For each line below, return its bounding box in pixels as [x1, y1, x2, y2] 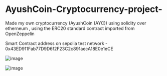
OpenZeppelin [5, 30, 35, 36]
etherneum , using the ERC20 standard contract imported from [5, 25, 135, 31]
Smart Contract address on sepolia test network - [5, 40, 108, 46]
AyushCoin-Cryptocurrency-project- [5, 3, 162, 15]
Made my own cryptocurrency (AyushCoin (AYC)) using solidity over [5, 20, 146, 26]
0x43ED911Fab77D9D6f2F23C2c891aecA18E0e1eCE [5, 45, 114, 51]
